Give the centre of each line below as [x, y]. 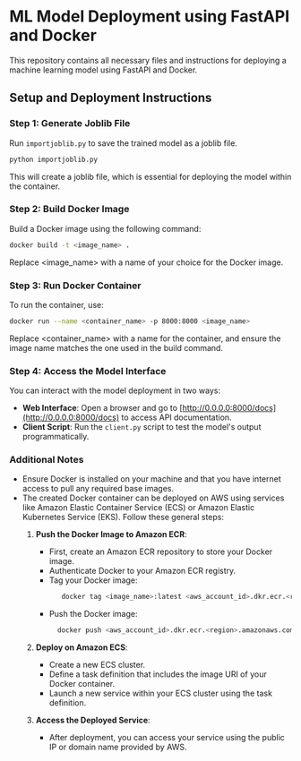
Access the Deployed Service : [93, 720]
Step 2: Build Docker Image [69, 209]
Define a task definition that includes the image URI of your [158, 674]
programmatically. [56, 437]
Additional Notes [47, 460]
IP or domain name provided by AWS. [118, 747]
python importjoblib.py [54, 159]
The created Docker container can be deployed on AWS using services [153, 498]
